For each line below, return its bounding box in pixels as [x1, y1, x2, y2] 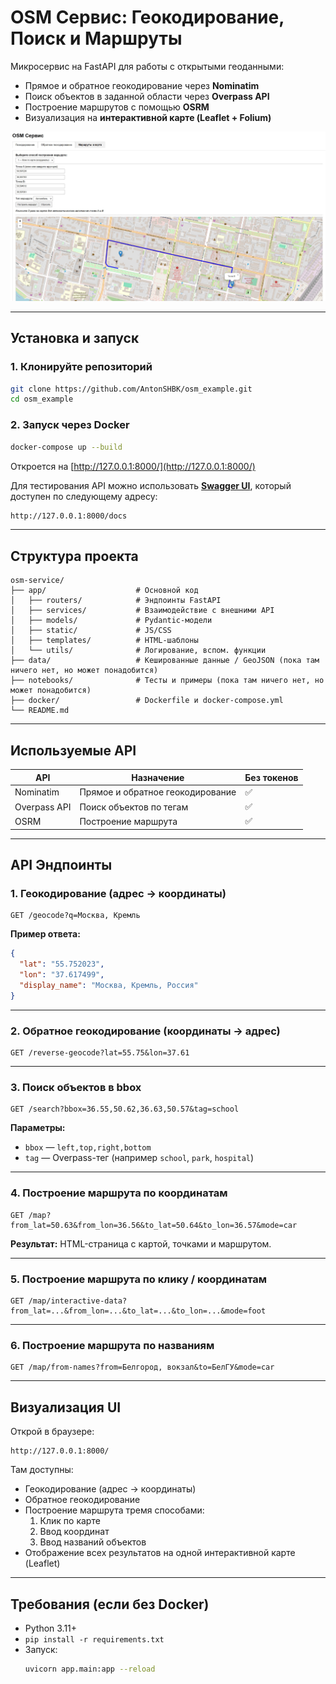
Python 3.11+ [24, 1622, 78, 1634]
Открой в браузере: [10, 1426, 95, 1438]
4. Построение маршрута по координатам [10, 1186, 228, 1200]
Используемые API [10, 742, 137, 759]
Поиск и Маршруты [10, 27, 183, 50]
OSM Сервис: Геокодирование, [10, 6, 285, 29]
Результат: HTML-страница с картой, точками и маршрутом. [10, 1237, 272, 1250]
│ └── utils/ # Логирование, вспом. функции [10, 646, 267, 656]
